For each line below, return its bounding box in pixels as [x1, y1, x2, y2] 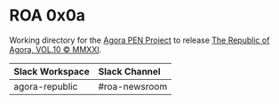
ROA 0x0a [9, 5, 86, 26]
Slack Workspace [13, 65, 91, 77]
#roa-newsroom [98, 80, 168, 92]
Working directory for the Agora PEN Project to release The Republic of [9, 35, 270, 45]
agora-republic [13, 80, 78, 92]
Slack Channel [98, 65, 162, 77]
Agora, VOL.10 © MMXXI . [9, 44, 102, 54]
